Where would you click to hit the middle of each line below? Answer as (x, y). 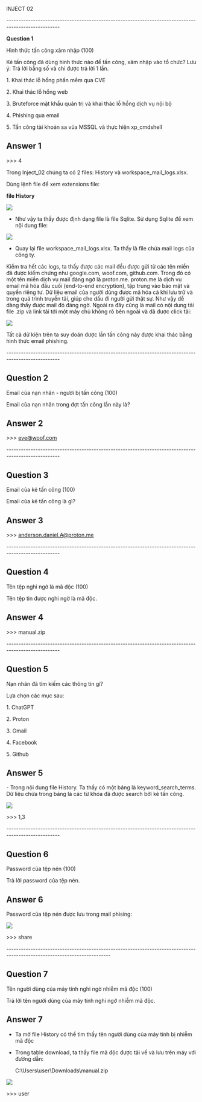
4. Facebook (22, 742)
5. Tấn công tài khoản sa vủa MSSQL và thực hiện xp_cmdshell (84, 127)
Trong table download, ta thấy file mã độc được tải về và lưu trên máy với (105, 1052)
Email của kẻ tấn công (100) (41, 490)
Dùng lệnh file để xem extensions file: (53, 184)
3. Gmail (17, 731)
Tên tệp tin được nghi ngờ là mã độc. (52, 598)
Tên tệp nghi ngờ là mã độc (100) (47, 587)
